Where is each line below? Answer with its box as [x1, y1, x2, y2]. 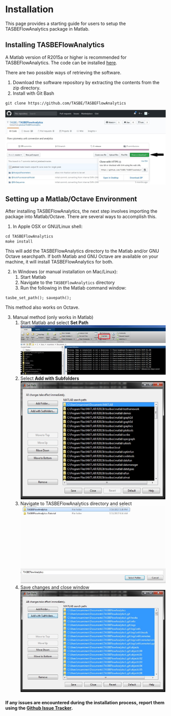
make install [5, 239, 33, 244]
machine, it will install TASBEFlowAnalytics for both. [5, 259, 113, 265]
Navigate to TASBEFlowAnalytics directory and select [20, 500, 132, 507]
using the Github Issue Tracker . [5, 705, 73, 711]
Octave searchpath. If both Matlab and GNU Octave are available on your [5, 253, 159, 259]
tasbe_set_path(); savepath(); [5, 296, 72, 301]
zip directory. [12, 85, 41, 91]
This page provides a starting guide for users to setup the [5, 20, 126, 26]
